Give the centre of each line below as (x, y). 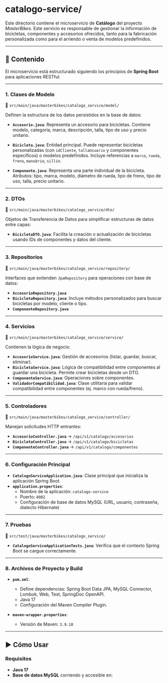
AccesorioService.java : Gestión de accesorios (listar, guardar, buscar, (85, 356)
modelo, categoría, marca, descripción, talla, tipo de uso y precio (79, 130)
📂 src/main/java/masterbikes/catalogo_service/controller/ (68, 417)
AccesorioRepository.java (39, 293)
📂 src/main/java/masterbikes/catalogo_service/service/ (64, 337)
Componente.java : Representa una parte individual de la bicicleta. (79, 170)
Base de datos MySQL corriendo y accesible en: (62, 675)
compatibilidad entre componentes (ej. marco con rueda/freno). (78, 388)
